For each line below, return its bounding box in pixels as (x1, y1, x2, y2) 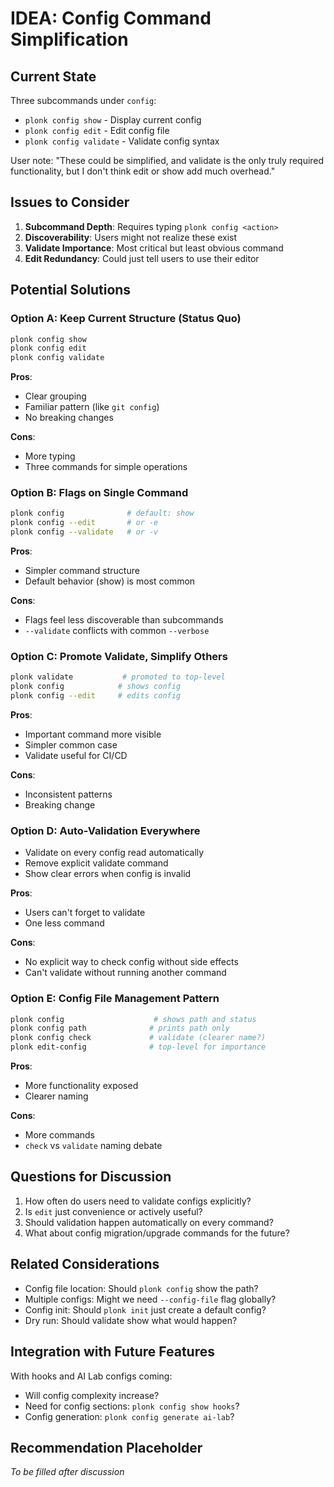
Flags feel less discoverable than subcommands (24, 614, 224, 626)
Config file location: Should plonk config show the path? (24, 1282, 259, 1294)
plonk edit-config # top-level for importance (10, 1042, 267, 1052)
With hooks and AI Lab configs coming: (10, 1370, 173, 1382)
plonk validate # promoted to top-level (10, 672, 226, 682)
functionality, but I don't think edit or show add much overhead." (10, 165, 276, 177)
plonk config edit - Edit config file (24, 125, 170, 136)
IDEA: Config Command (10, 7, 212, 30)
